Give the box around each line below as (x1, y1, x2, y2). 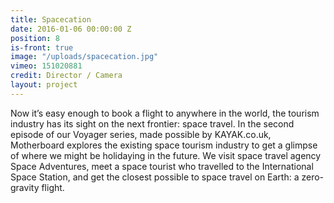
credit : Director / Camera (10, 71, 123, 81)
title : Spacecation (10, 14, 92, 25)
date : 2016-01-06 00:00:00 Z (10, 24, 132, 34)
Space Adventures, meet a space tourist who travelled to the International (10, 160, 314, 172)
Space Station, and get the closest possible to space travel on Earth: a (10, 171, 300, 183)
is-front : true (10, 42, 74, 53)
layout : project (10, 80, 78, 90)
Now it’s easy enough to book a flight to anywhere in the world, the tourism (10, 107, 320, 119)
